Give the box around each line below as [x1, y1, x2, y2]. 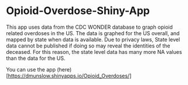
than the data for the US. [6, 55, 66, 62]
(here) [56, 66, 72, 73]
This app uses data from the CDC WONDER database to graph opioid [6, 23, 173, 30]
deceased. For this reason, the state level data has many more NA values [6, 48, 183, 55]
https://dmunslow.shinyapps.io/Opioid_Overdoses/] [8, 72, 132, 79]
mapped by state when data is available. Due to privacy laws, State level [6, 36, 180, 43]
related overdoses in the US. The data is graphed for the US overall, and [6, 29, 180, 36]
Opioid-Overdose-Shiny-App [6, 4, 151, 18]
